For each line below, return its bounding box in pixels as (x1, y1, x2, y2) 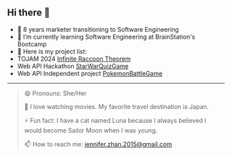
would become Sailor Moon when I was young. (23, 126, 157, 135)
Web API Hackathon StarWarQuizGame (17, 61, 129, 70)
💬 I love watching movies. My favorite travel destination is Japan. (23, 102, 209, 110)
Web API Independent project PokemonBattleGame (17, 69, 163, 77)
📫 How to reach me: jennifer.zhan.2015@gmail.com (23, 139, 173, 148)
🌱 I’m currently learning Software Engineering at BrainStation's (17, 32, 195, 41)
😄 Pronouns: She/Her (23, 89, 87, 97)
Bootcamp (17, 39, 47, 48)
